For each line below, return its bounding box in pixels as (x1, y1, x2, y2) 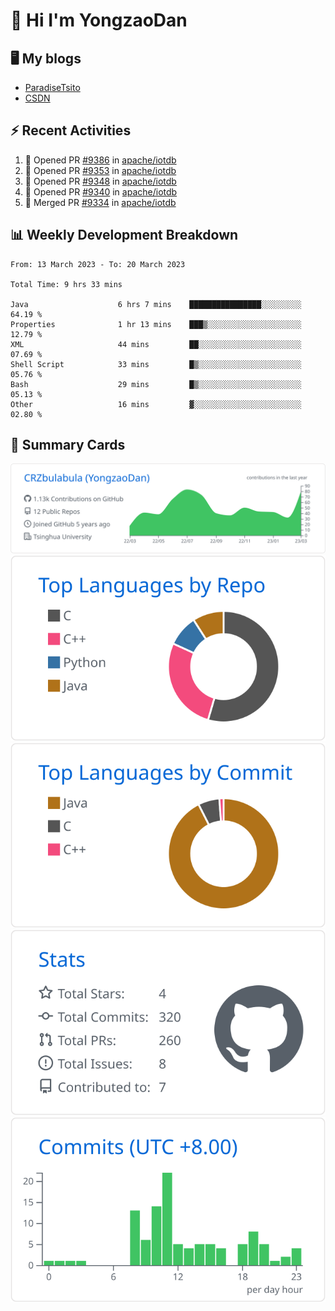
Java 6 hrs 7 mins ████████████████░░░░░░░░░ (10, 299, 302, 309)
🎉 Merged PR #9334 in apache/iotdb (24, 196, 177, 208)
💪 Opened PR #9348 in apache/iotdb (24, 175, 177, 187)
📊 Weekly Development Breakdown (10, 227, 239, 244)
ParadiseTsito (24, 82, 81, 93)
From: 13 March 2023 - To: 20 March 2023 (10, 259, 186, 269)
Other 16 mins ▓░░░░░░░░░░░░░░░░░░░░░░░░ (10, 399, 302, 409)
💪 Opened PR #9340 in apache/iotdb (24, 185, 178, 198)
